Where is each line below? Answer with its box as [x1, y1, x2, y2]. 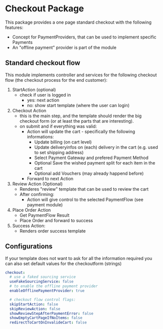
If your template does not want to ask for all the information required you [5, 255, 153, 261]
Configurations [5, 242, 53, 251]
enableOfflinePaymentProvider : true [9, 289, 85, 294]
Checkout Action [12, 107, 47, 113]
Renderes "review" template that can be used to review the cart [19, 186, 149, 192]
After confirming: [19, 191, 55, 197]
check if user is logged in [19, 92, 71, 98]
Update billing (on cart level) [34, 139, 92, 145]
